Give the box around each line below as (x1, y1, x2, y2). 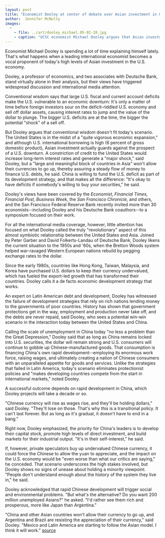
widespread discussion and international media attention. (5, 84, 121, 90)
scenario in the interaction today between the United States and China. (5, 319, 148, 325)
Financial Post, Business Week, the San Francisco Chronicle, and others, (5, 196, 152, 202)
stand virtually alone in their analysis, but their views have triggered (5, 78, 142, 84)
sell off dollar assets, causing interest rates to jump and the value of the (5, 109, 150, 115)
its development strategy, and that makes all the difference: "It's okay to (5, 176, 151, 182)
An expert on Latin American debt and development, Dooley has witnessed (5, 293, 157, 299)
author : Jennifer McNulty (5, 16, 60, 21)
